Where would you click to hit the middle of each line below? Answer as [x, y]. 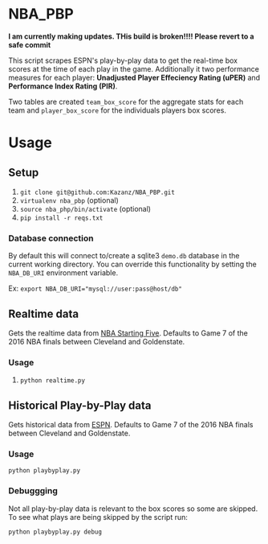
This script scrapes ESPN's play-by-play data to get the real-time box [123, 60]
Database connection [51, 238]
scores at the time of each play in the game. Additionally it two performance [134, 68]
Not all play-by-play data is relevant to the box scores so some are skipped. [133, 509]
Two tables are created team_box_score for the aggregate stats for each [126, 101]
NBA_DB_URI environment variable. [63, 273]
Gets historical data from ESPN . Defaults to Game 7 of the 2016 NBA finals [131, 425]
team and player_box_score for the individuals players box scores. [118, 110]
